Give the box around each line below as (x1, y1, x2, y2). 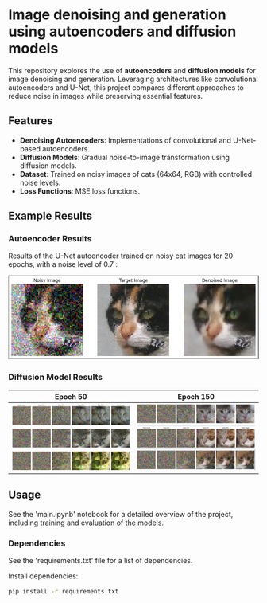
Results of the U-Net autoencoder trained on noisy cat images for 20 (8, 251, 234, 260)
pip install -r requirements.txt (8, 587, 119, 595)
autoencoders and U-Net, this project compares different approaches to (8, 82, 244, 92)
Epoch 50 (54, 392, 87, 401)
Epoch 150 (177, 392, 215, 401)
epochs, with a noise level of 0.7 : (8, 260, 118, 269)
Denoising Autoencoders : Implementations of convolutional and (19, 135, 232, 145)
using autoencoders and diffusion (8, 22, 237, 41)
